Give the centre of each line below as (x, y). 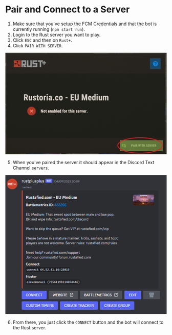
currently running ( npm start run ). (49, 29)
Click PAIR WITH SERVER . (38, 45)
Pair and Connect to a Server (68, 10)
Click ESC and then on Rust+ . (42, 40)
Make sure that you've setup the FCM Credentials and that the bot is (85, 24)
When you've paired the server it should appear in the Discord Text (83, 162)
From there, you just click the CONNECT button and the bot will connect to (88, 322)
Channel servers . (31, 168)
